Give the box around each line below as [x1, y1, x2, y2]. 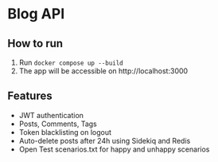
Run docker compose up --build [18, 57, 124, 67]
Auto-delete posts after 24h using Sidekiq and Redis [18, 136, 191, 145]
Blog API [7, 5, 65, 23]
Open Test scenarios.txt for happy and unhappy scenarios [18, 144, 210, 154]
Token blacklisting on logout [18, 127, 112, 136]
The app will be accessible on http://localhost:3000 [18, 66, 189, 76]
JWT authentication [18, 110, 84, 120]
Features [7, 89, 53, 103]
